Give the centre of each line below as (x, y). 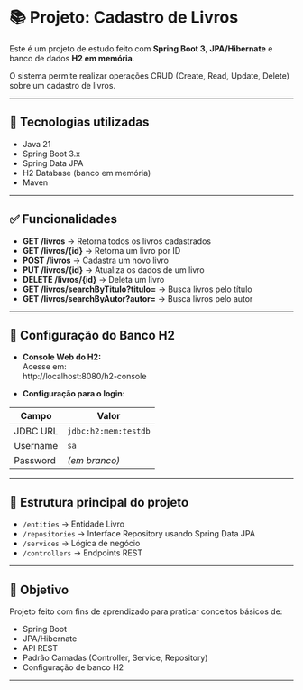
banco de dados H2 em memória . (72, 58)
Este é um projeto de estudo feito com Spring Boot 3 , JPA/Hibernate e (141, 48)
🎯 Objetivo (39, 589)
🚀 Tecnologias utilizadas (79, 122)
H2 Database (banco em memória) (87, 172)
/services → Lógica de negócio (81, 544)
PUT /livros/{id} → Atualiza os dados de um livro (113, 270)
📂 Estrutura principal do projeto (99, 502)
